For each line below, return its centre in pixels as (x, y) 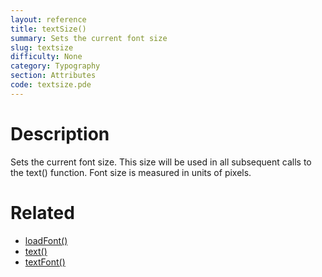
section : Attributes (53, 76)
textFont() (45, 262)
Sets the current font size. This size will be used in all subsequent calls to (161, 162)
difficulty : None (46, 57)
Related (42, 212)
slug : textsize (42, 47)
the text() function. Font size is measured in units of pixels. (131, 172)
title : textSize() (48, 29)
